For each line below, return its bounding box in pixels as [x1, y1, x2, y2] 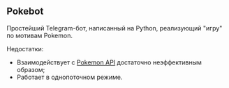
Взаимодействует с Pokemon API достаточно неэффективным [16, 58, 202, 67]
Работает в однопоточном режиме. [16, 73, 123, 81]
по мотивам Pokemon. [6, 31, 73, 39]
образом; [16, 65, 45, 73]
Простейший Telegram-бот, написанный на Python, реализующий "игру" [6, 24, 223, 32]
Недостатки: [6, 44, 44, 53]
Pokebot [6, 6, 44, 17]
